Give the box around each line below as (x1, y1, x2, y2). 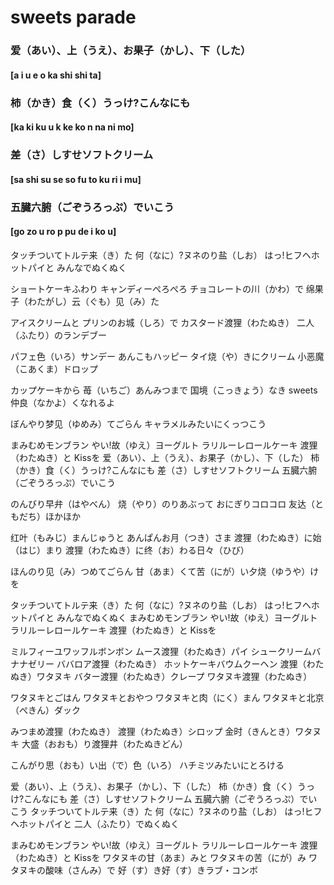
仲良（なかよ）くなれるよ (10, 396, 116, 408)
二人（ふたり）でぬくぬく (73, 817, 180, 830)
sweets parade (10, 6, 137, 29)
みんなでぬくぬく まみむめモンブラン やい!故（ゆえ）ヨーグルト (56, 611, 318, 623)
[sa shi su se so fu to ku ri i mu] (10, 173, 142, 185)
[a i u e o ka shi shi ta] (10, 69, 102, 81)
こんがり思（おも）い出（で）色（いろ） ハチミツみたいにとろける (10, 759, 285, 771)
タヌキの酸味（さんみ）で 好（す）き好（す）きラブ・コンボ (10, 864, 258, 876)
